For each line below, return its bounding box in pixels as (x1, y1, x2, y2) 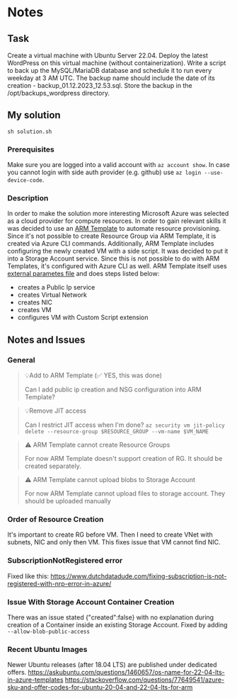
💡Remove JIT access (24, 406, 87, 415)
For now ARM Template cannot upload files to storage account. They (24, 489, 226, 498)
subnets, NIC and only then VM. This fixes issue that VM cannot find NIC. (7, 538, 221, 547)
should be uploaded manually (24, 497, 111, 505)
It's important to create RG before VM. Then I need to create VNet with (7, 530, 214, 539)
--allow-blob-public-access (7, 628, 91, 635)
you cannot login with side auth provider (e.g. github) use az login (7, 168, 202, 177)
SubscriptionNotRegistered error (7, 556, 123, 566)
